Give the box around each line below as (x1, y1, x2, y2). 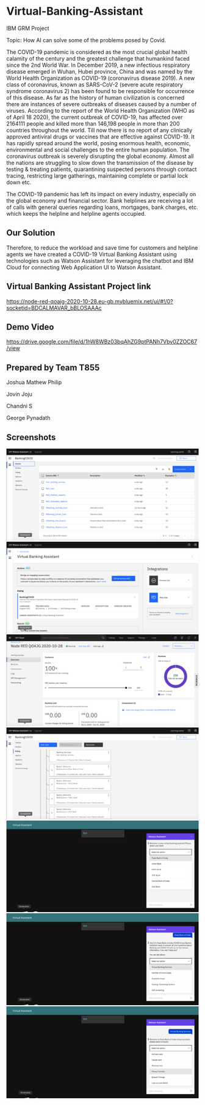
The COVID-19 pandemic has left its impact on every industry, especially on (6, 190, 196, 197)
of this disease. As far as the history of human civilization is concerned (6, 94, 185, 101)
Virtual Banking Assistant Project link (6, 281, 151, 292)
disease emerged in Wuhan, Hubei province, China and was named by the (6, 67, 193, 75)
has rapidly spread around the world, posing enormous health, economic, (6, 139, 191, 146)
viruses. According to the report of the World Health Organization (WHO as (6, 107, 195, 114)
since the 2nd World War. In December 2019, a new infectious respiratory (6, 61, 190, 69)
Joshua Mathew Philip (6, 379, 62, 386)
